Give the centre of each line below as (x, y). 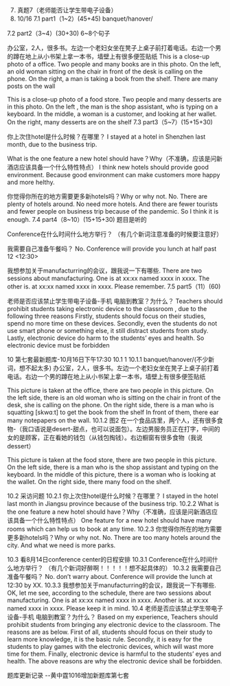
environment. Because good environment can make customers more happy (114, 175)
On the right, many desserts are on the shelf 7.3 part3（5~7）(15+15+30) (110, 122)
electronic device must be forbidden (58, 345)
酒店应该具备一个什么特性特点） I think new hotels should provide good (108, 167)
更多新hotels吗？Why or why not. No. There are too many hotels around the (114, 537)
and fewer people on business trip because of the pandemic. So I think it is (113, 211)
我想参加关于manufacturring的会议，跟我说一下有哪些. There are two (105, 271)
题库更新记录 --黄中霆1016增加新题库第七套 (68, 675)
